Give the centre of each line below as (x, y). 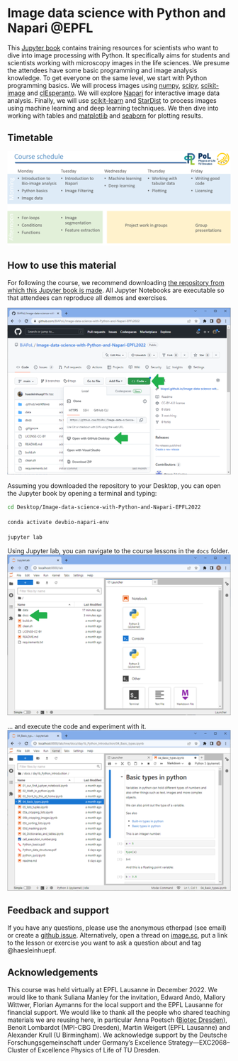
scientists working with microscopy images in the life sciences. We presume (119, 62)
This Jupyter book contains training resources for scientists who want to (113, 48)
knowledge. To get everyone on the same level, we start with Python (107, 78)
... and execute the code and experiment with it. (77, 726)
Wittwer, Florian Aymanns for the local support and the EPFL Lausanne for (115, 1004)
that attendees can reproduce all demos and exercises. (87, 298)
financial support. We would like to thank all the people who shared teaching (119, 1012)
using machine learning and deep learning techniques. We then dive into (113, 108)
